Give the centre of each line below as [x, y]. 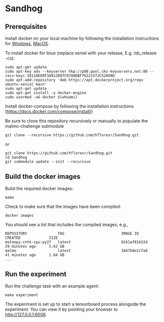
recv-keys [15, 76]
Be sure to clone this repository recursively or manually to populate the [77, 121]
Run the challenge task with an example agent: [52, 286]
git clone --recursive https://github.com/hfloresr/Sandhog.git [72, 135]
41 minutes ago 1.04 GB [35, 255]
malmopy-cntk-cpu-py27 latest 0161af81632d [76, 242]
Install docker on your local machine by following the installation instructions [82, 38]
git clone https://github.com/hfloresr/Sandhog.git [59, 153]
